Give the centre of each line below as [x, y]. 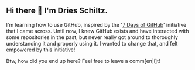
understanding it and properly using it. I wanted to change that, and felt [92, 43]
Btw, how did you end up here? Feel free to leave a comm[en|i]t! [83, 61]
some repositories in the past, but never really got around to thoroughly [92, 37]
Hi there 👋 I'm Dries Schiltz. [57, 11]
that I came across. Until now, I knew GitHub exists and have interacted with [97, 31]
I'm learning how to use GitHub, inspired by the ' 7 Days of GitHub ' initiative [96, 24]
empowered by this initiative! [41, 50]
